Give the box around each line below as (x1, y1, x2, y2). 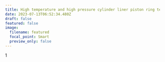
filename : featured (9, 30, 50, 35)
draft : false (5, 16, 32, 21)
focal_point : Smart (9, 35, 50, 40)
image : (5, 25, 19, 30)
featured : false (5, 21, 38, 26)
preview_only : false (9, 39, 52, 44)
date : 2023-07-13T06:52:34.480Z (5, 12, 71, 17)
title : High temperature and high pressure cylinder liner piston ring (5, 7, 155, 12)
